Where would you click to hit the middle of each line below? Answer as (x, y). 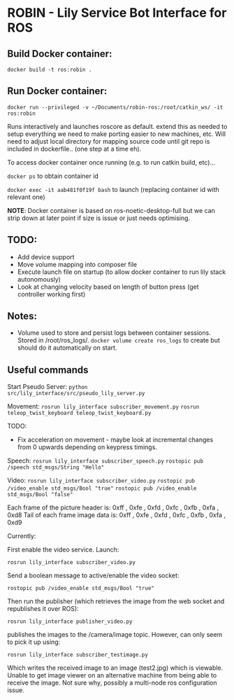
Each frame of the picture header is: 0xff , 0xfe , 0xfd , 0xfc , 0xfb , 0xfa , (113, 508)
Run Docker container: (57, 91)
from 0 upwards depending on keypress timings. (87, 447)
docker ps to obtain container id (53, 176)
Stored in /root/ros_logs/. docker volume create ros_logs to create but (118, 341)
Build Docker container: (60, 54)
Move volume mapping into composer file (77, 264)
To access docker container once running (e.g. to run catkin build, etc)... (111, 162)
